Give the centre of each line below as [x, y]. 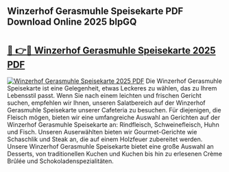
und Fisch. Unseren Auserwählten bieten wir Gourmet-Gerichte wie [102, 132]
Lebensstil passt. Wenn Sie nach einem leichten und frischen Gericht [105, 96]
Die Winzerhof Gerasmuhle [184, 81]
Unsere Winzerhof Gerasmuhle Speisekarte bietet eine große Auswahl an [110, 146]
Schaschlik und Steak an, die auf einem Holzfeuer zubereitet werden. [105, 139]
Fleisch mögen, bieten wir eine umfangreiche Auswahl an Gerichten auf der [114, 117]
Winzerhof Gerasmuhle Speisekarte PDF [95, 11]
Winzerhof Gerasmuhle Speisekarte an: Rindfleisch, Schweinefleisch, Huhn [113, 125]
